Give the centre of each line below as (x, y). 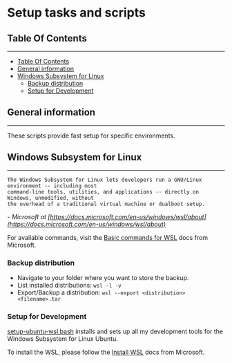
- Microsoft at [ (29, 216)
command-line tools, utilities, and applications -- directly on (103, 192)
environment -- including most (52, 186)
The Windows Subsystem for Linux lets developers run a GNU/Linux (105, 180)
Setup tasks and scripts (77, 13)
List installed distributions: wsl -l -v (69, 285)
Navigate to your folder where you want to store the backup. (103, 277)
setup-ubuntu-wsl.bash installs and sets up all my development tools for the (115, 332)
